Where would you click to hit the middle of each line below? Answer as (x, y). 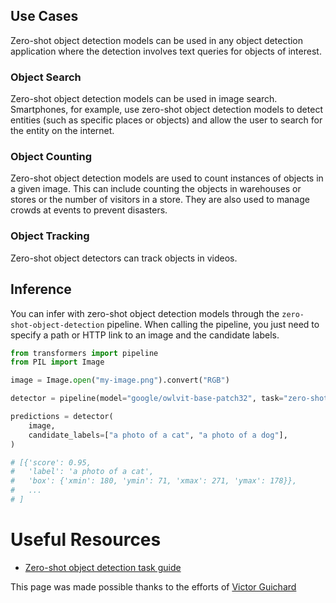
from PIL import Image (57, 362)
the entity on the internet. (62, 131)
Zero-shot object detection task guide (103, 567)
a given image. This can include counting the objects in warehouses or (156, 189)
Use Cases (44, 16)
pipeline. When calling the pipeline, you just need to (213, 324)
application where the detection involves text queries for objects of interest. (166, 51)
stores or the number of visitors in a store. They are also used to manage (160, 200)
